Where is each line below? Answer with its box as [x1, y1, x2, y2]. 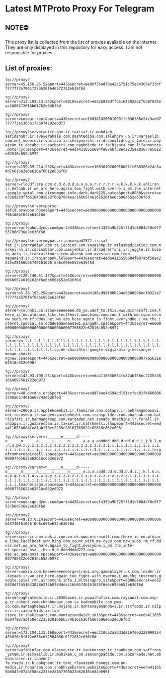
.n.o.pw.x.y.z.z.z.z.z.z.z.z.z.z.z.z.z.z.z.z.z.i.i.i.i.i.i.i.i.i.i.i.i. [5, 443, 162, 448]
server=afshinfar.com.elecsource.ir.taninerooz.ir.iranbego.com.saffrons [5, 647, 162, 652]
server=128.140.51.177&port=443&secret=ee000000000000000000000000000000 [5, 273, 162, 278]
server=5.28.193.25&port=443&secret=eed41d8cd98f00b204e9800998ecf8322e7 [5, 291, 162, 295]
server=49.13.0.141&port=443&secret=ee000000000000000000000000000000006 [5, 517, 162, 522]
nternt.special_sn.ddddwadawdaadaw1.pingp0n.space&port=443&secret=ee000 [5, 321, 162, 326]
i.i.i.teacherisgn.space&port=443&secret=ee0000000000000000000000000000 [5, 482, 162, 487]
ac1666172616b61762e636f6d [5, 103, 61, 108]
